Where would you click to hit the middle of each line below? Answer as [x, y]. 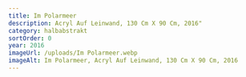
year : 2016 [26, 46]
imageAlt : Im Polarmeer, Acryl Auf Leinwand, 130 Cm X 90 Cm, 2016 [123, 61]
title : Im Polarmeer [43, 16]
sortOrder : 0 [30, 38]
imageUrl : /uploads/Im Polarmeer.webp [73, 53]
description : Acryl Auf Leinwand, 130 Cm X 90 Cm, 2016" [105, 23]
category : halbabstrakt [48, 30]
